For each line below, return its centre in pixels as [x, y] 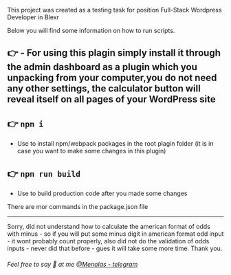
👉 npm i [25, 123]
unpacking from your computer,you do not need [112, 78]
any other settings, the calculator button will [104, 89]
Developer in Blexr [33, 17]
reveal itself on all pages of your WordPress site [112, 99]
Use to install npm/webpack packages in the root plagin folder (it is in [115, 144]
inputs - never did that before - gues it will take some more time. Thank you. [115, 249]
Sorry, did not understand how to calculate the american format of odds [109, 227]
